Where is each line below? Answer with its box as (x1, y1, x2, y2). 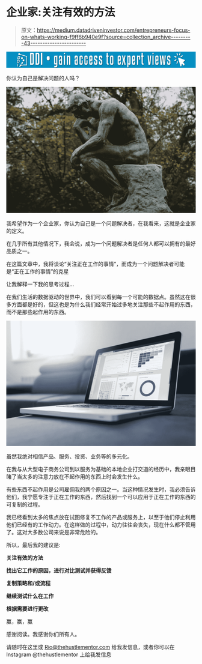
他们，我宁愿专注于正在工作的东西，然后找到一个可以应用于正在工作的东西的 (6, 493, 196, 500)
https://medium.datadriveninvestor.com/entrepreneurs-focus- (37, 26, 191, 34)
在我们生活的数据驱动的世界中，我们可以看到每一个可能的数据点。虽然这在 (6, 293, 191, 300)
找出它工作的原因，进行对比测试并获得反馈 (6, 567, 112, 574)
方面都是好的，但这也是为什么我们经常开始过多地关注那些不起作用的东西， (11, 301, 196, 308)
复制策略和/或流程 (6, 579, 51, 587)
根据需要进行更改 (6, 605, 49, 612)
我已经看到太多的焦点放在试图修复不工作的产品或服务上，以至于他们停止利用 (6, 513, 196, 521)
